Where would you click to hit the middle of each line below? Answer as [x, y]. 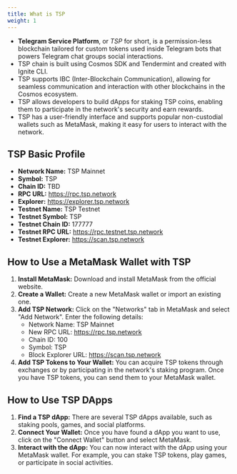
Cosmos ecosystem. [48, 94]
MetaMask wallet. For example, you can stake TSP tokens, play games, [122, 455]
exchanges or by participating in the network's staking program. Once [121, 370]
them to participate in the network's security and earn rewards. [111, 109]
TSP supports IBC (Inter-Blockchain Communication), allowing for [114, 78]
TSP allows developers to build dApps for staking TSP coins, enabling [120, 101]
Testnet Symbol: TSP [50, 217]
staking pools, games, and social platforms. [82, 424]
